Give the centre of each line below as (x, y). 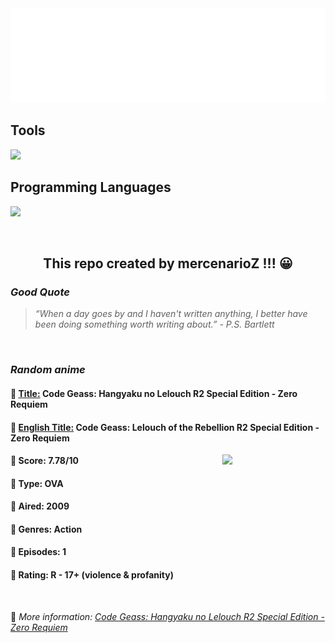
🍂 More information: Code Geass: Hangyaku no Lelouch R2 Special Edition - (167, 616)
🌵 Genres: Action (46, 529)
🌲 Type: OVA (37, 483)
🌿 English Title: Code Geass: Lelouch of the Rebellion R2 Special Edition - (165, 427)
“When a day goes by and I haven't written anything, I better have (171, 314)
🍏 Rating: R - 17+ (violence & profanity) (92, 575)
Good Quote (40, 292)
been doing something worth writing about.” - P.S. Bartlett (154, 324)
